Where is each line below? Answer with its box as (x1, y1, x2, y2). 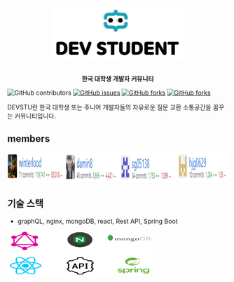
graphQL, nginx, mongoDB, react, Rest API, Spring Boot (17, 217, 178, 225)
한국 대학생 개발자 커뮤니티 (81, 74, 154, 83)
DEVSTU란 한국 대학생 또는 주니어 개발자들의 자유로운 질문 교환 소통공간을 (7, 103, 212, 112)
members (7, 133, 50, 145)
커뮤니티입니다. (14, 112, 57, 121)
